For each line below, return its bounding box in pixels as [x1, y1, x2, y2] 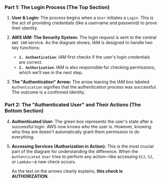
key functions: [11, 45, 40, 51]
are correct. [18, 60, 43, 65]
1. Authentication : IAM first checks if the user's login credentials [18, 54, 150, 60]
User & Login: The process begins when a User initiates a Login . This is [11, 15, 154, 21]
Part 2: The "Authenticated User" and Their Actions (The [4, 101, 141, 108]
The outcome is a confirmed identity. [11, 89, 85, 95]
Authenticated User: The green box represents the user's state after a [11, 118, 153, 124]
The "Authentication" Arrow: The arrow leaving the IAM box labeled [11, 79, 150, 85]
